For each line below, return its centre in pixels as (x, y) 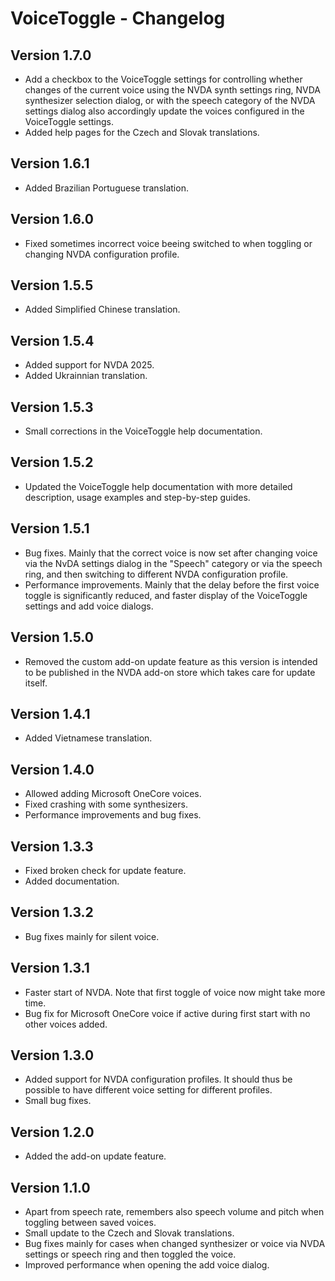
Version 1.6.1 (50, 163)
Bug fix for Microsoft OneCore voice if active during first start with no (167, 1013)
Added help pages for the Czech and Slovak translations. (142, 132)
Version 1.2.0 (52, 1132)
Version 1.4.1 (50, 713)
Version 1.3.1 (50, 968)
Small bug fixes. (58, 1101)
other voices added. (66, 1024)
